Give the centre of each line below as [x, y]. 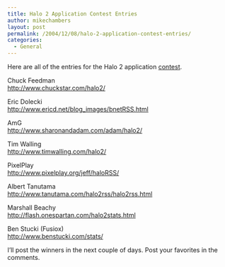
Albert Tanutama [31, 186]
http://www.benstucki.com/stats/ [56, 236]
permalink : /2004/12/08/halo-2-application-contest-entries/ [99, 34]
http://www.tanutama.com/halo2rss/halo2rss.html [80, 194]
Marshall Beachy [32, 208]
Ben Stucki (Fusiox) [36, 229]
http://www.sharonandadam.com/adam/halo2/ [75, 130]
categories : [25, 40]
